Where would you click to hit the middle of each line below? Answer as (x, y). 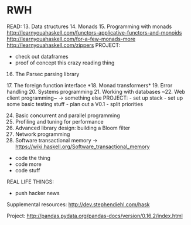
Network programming (42, 134)
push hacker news (37, 193)
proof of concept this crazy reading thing (65, 63)
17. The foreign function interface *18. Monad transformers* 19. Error (90, 85)
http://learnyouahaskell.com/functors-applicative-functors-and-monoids (94, 32)
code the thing (33, 158)
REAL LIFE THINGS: (30, 182)
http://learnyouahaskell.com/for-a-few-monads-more (71, 39)
